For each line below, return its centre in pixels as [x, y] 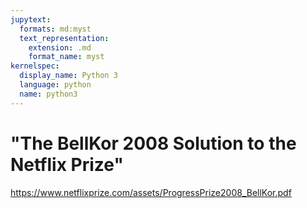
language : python [55, 85]
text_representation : [64, 38]
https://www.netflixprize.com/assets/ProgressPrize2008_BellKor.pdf [151, 192]
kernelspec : [35, 66]
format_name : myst [66, 57]
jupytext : [31, 19]
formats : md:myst [55, 29]
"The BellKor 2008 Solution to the [153, 143]
